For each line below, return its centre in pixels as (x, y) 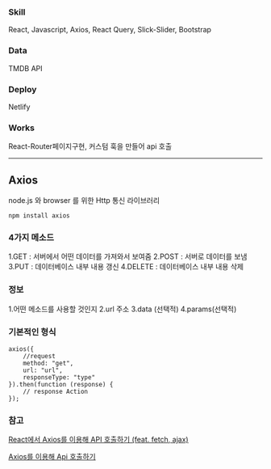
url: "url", (43, 370)
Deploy (23, 89)
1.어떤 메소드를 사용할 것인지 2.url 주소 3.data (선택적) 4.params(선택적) (123, 309)
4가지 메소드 (31, 237)
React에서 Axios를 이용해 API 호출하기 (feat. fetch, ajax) (98, 440)
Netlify (19, 107)
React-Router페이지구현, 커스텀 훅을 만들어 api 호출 (90, 146)
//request (40, 356)
